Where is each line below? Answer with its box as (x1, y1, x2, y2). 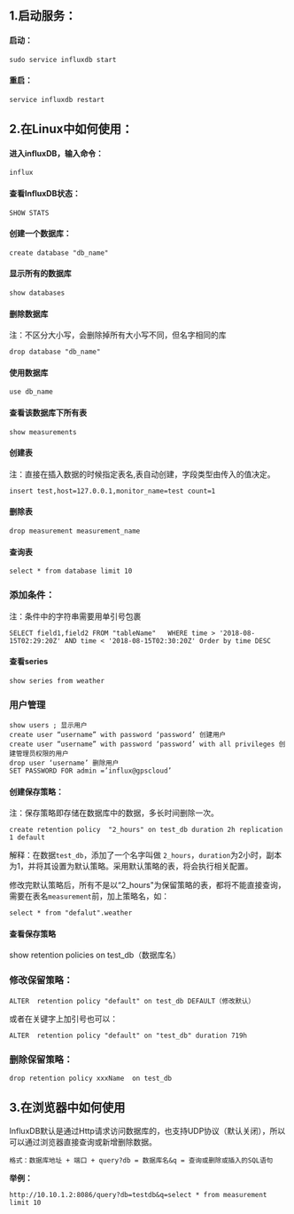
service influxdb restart (9, 95, 104, 104)
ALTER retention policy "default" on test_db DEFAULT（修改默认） (9, 996, 255, 1005)
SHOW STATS (9, 208, 50, 218)
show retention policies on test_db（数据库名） (9, 949, 182, 961)
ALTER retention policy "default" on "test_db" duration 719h (9, 1031, 248, 1040)
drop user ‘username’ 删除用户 (9, 758, 120, 768)
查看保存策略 (9, 928, 56, 939)
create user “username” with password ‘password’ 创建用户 (9, 731, 227, 740)
